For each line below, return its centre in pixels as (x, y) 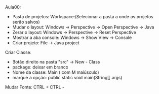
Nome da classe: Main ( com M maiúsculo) (56, 72)
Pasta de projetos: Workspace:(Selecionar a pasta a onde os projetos (83, 16)
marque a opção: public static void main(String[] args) (67, 78)
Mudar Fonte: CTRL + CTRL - (35, 87)
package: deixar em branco (40, 67)
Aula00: (13, 7)
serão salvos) (26, 22)
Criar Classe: (18, 52)
